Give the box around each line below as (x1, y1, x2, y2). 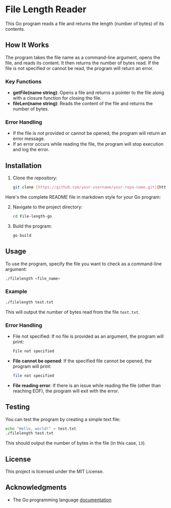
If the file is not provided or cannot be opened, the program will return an (12, 130, 167, 136)
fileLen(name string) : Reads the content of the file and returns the (12, 101, 153, 107)
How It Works (5, 41, 50, 50)
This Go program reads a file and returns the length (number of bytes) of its (5, 20, 164, 27)
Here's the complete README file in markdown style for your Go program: (5, 194, 161, 200)
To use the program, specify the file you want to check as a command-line (5, 261, 162, 267)
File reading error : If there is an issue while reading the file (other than (12, 382, 161, 388)
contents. (5, 26, 26, 32)
